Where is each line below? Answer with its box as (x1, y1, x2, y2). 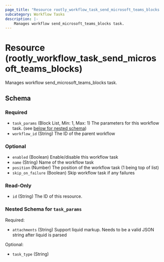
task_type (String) (12, 251, 49, 257)
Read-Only (5, 182, 32, 189)
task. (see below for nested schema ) (12, 125, 87, 131)
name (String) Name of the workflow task (12, 159, 94, 166)
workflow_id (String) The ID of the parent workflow (12, 131, 116, 136)
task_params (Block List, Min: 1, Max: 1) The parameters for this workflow (12, 120, 159, 126)
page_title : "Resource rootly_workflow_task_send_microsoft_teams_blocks (5, 7, 160, 12)
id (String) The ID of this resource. (12, 193, 83, 199)
